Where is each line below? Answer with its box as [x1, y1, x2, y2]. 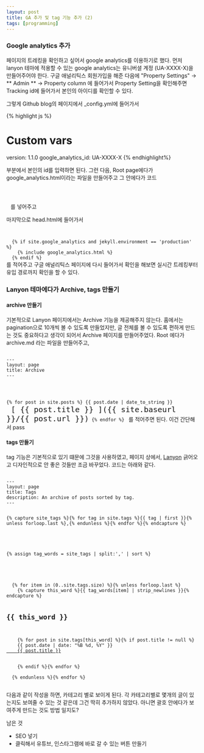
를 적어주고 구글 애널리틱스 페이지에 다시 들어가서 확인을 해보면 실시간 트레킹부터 [6, 260, 199, 268]
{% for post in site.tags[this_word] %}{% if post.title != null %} [17, 637, 195, 643]
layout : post [6, 9, 40, 15]
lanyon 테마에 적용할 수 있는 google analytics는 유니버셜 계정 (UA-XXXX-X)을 [6, 64, 194, 71]
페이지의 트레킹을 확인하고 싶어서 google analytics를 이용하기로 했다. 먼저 [6, 56, 183, 64]
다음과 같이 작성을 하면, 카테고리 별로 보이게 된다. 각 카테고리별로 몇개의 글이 [6, 691, 188, 699]
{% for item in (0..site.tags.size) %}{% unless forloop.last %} [12, 582, 181, 588]
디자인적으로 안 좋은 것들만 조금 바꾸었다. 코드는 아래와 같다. [12, 461, 156, 468]
